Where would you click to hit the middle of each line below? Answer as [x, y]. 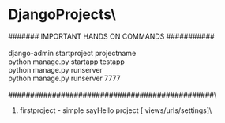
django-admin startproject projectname [72, 53]
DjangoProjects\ [62, 15]
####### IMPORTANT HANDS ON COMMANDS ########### [111, 36]
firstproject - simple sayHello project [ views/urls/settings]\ [116, 110]
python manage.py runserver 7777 [64, 78]
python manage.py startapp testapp [66, 61]
